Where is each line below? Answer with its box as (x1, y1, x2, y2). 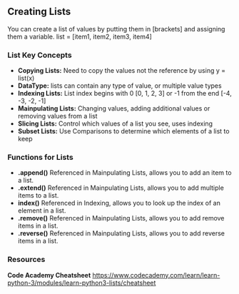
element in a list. (17, 206, 66, 215)
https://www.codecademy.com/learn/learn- (92, 270, 220, 279)
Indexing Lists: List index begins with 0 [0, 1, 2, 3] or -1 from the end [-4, (17, 89, 232, 98)
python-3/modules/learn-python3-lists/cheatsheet (7, 278, 156, 287)
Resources (7, 255, 46, 265)
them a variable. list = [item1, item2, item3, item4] (7, 32, 152, 41)
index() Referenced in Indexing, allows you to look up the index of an (17, 199, 221, 208)
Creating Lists (7, 6, 71, 18)
